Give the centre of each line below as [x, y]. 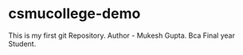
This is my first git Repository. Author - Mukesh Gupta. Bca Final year [121, 35]
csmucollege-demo [74, 14]
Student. [22, 43]
